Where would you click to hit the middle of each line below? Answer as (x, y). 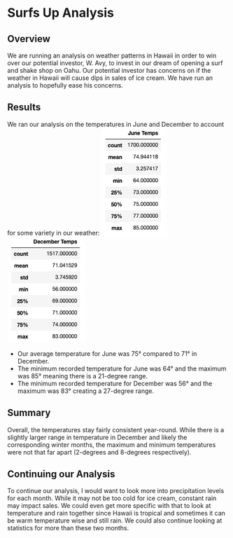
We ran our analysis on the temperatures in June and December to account (116, 124)
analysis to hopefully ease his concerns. (65, 85)
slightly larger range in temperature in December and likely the (97, 437)
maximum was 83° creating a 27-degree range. (86, 391)
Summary (29, 413)
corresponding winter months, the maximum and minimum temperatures (112, 444)
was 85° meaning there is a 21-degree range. (83, 375)
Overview (29, 39)
